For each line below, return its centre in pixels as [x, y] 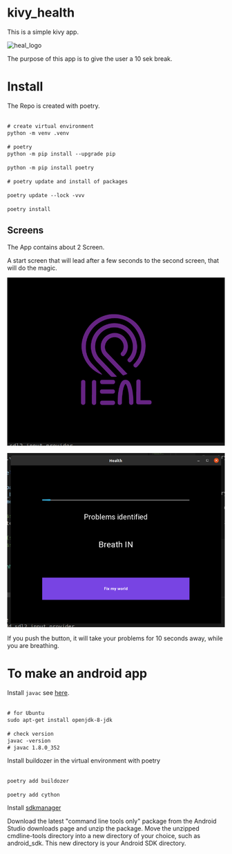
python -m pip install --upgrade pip [61, 154]
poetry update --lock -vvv [46, 195]
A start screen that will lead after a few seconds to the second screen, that [113, 260]
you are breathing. [33, 646]
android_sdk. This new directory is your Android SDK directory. [97, 843]
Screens [25, 231]
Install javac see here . [38, 693]
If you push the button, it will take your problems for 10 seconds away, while [115, 638]
